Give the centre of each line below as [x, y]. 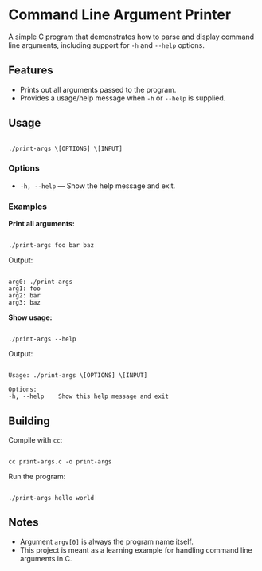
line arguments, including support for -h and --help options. [106, 45]
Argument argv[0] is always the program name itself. [106, 541]
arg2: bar [25, 296]
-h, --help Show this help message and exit [89, 396]
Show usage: [31, 317]
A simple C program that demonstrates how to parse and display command [131, 37]
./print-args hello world [51, 498]
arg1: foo [25, 289]
